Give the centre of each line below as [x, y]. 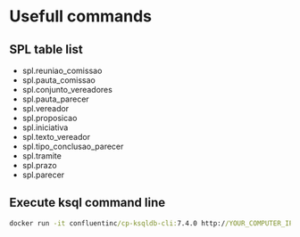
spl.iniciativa [45, 127]
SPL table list [46, 49]
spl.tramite [42, 156]
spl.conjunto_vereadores [67, 90]
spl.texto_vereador [56, 137]
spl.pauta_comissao [59, 80]
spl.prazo [39, 165]
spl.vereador [46, 108]
